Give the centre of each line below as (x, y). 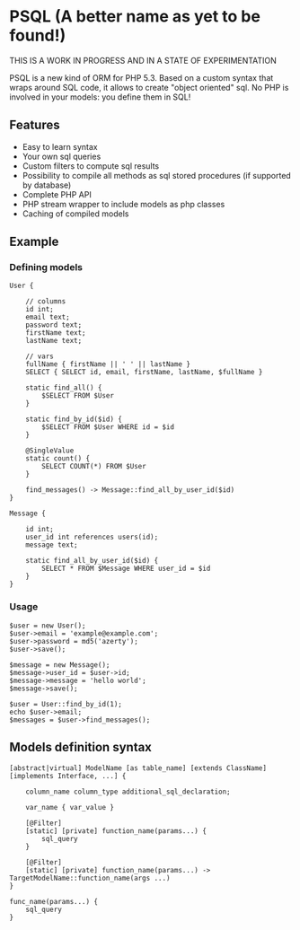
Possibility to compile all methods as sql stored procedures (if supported (157, 175)
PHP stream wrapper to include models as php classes (124, 204)
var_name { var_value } (70, 807)
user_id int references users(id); (92, 537)
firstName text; (56, 333)
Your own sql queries (62, 156)
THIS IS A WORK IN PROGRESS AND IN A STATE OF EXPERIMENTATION (143, 60)
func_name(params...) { (54, 901)
